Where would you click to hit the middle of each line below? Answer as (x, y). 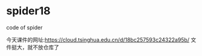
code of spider (24, 27)
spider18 (28, 11)
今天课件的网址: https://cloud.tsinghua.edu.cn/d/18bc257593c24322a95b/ (98, 39)
